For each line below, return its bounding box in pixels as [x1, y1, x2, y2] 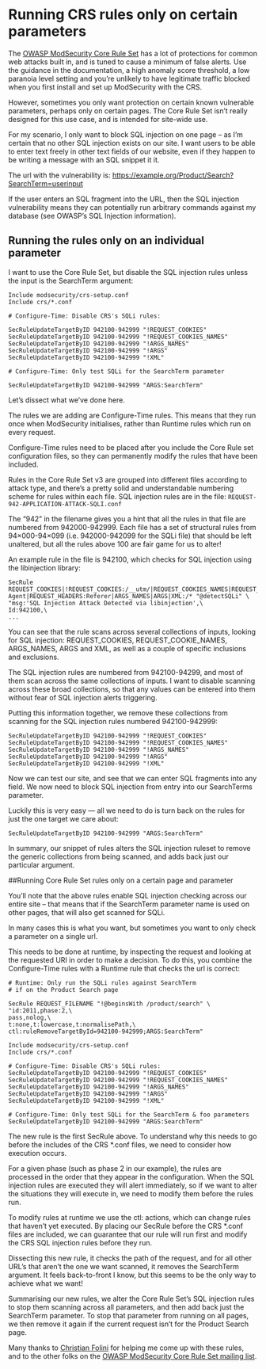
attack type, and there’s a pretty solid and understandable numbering [8, 483, 234, 493]
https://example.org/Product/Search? [112, 170, 234, 180]
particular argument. [8, 860, 75, 869]
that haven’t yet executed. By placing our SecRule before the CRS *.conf [8, 1221, 244, 1230]
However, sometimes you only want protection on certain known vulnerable [8, 97, 255, 107]
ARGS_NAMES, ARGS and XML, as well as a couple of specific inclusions [8, 643, 247, 653]
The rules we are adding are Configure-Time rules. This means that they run [8, 410, 256, 420]
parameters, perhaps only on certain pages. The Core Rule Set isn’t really [8, 105, 248, 116]
